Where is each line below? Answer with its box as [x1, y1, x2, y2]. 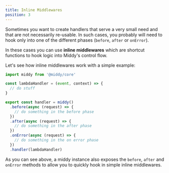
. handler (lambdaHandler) [10, 147, 62, 152]
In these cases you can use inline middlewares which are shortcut [5, 47, 145, 53]
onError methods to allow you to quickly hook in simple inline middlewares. [5, 161, 162, 168]
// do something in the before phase [14, 109, 94, 114]
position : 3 [5, 12, 30, 17]
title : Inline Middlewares [5, 7, 62, 13]
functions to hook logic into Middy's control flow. [5, 52, 108, 59]
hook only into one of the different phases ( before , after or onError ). [5, 37, 149, 43]
